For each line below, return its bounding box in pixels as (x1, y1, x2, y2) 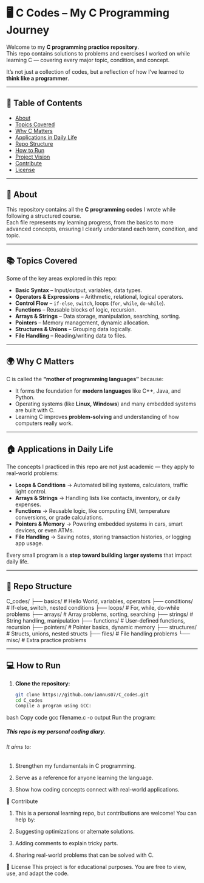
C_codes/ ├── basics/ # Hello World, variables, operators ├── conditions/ (6, 597, 193, 605)
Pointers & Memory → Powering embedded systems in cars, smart (15, 520, 183, 527)
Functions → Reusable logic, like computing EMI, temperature (15, 507, 170, 514)
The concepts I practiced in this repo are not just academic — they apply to (6, 463, 195, 470)
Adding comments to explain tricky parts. (15, 839, 118, 846)
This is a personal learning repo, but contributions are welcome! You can (15, 809, 197, 817)
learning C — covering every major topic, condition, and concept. (6, 56, 170, 63)
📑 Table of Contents (6, 98, 83, 109)
